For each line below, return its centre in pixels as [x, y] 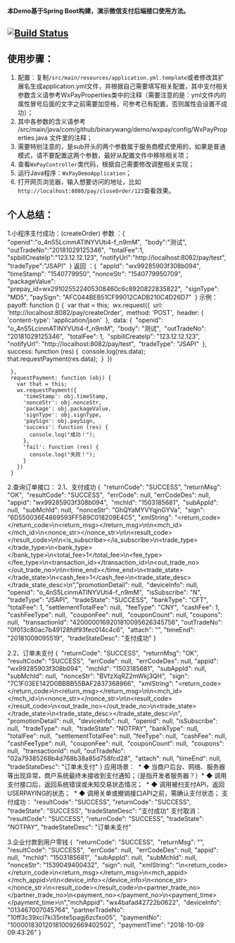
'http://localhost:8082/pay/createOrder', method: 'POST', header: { [106, 312]
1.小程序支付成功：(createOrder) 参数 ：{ [66, 233]
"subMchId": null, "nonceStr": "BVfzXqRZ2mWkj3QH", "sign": [99, 676]
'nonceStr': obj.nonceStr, [62, 402]
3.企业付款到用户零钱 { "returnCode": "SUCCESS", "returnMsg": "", [106, 842]
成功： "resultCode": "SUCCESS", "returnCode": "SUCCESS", [102, 802]
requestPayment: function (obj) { [61, 378]
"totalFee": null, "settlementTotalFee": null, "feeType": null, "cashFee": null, [117, 736]
